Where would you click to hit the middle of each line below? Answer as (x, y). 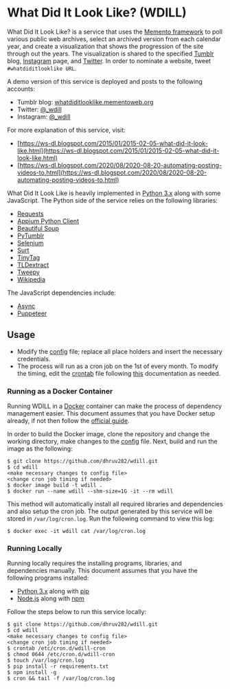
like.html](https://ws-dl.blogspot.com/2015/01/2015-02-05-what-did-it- (118, 150)
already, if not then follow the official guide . (68, 421)
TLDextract (33, 264)
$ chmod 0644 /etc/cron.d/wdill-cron (61, 655)
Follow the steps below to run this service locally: (77, 612)
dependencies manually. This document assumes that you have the (102, 571)
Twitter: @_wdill (39, 109)
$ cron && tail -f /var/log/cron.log (61, 679)
